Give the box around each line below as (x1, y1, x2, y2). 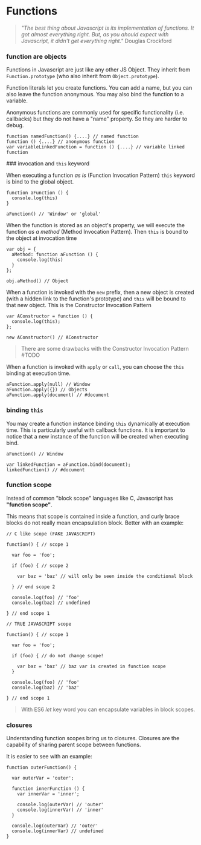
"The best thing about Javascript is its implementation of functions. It (21, 24, 194, 31)
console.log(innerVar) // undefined (11, 828, 104, 834)
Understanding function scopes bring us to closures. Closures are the (6, 735, 180, 742)
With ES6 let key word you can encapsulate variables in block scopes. (21, 706, 196, 713)
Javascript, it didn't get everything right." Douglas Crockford (21, 37, 172, 44)
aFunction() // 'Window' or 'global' (6, 211, 101, 217)
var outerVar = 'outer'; (11, 775, 74, 781)
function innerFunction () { (11, 786, 85, 792)
